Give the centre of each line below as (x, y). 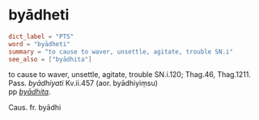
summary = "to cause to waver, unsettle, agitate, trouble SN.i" (121, 51)
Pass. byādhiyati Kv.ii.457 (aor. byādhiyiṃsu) (83, 84)
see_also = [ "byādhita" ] (50, 59)
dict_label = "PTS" (41, 36)
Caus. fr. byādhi (35, 108)
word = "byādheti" (39, 44)
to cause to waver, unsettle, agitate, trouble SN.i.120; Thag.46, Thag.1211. (129, 75)
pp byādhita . (30, 92)
